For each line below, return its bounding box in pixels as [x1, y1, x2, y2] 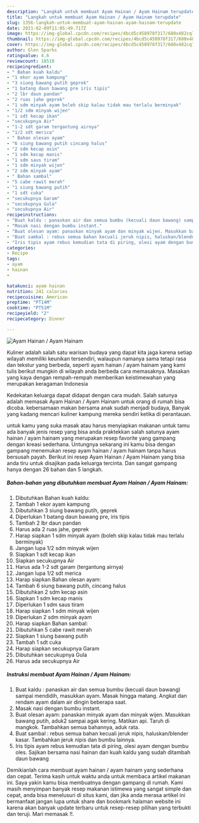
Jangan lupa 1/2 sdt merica [15, 570, 81, 577]
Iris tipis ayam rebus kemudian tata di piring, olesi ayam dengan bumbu [15, 742, 189, 749]
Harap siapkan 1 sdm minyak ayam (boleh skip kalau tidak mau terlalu [15, 532, 185, 539]
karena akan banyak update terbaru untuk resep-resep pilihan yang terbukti [6, 804, 191, 811]
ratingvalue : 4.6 [6, 53, 50, 58]
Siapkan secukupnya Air [15, 557, 74, 564]
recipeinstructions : [6, 212, 58, 218]
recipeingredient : [6, 63, 52, 70]
